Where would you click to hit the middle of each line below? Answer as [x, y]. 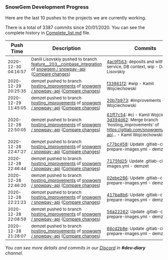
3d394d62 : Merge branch [132, 120]
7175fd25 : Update [125, 161]
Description [66, 48]
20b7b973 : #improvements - [136, 100]
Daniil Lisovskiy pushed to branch [64, 59]
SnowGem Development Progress [47, 7]
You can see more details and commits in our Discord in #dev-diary [75, 248]
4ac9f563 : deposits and [130, 62]
